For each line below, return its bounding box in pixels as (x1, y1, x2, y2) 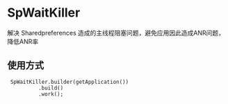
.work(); (38, 90, 64, 98)
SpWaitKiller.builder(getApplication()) (10, 78, 129, 85)
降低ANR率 (7, 37, 39, 46)
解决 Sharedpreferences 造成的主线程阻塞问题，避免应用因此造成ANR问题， (7, 28, 225, 37)
